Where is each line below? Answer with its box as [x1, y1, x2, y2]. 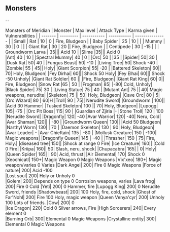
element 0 [5, 210, 26, 216]
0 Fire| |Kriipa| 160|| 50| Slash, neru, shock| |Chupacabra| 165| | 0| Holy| [5, 145, 157, 151]
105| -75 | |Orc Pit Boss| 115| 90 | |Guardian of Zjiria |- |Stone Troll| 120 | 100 [5, 108, 164, 114]
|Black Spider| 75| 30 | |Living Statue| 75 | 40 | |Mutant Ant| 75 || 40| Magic [5, 86, 163, 93]
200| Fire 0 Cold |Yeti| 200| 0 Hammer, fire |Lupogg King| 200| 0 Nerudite [5, 183, 160, 189]
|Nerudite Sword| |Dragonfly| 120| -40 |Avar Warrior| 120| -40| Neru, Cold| [5, 113, 161, 120]
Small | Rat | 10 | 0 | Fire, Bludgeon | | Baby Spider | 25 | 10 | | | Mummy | [14, 38, 165, 44]
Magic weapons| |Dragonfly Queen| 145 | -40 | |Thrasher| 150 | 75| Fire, [5, 135, 156, 141]
